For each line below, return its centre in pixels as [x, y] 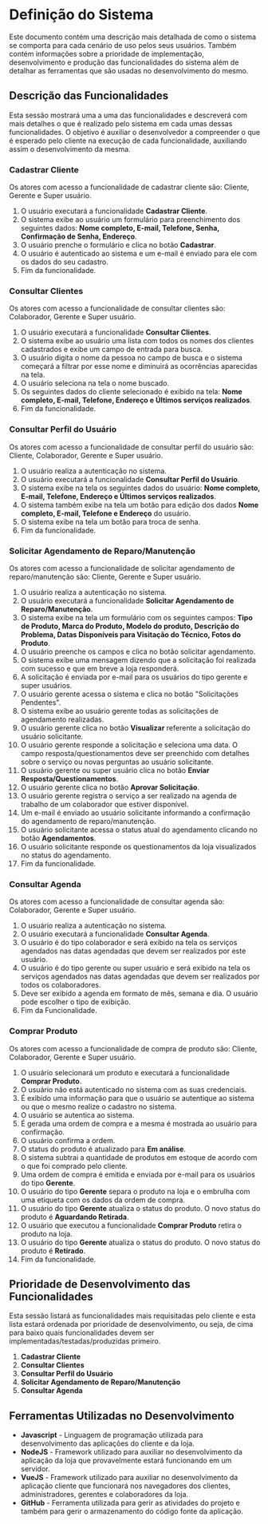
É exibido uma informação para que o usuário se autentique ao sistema [137, 1098]
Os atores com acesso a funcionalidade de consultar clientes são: [117, 308]
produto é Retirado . [53, 1250]
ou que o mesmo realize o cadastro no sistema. [99, 1106]
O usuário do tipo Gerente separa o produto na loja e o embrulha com [135, 1191]
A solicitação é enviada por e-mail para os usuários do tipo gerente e [134, 677]
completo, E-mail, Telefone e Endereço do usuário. [105, 513]
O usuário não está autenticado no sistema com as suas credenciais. [134, 1089]
